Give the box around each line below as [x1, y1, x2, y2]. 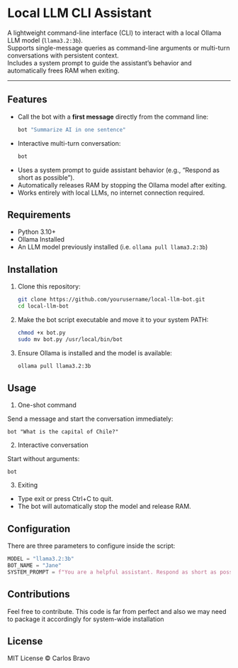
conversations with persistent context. [7, 51, 119, 60]
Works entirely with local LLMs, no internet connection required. [17, 188, 205, 197]
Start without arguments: [7, 455, 80, 463]
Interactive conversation [17, 441, 89, 449]
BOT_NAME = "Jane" [7, 562, 62, 569]
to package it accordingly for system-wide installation [7, 615, 164, 623]
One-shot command [17, 401, 76, 409]
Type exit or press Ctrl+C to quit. [17, 495, 113, 503]
